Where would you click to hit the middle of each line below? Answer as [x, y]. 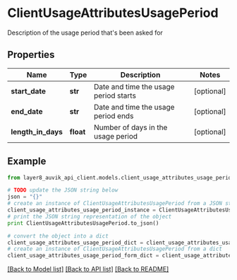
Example [27, 162]
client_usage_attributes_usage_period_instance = [82, 210]
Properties [31, 55]
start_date [29, 91]
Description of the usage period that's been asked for [85, 33]
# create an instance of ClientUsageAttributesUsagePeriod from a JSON [115, 204]
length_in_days [37, 132]
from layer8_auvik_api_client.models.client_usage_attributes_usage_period [121, 177]
